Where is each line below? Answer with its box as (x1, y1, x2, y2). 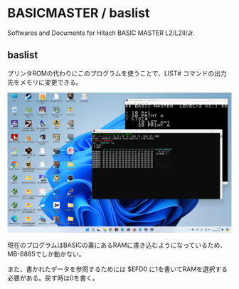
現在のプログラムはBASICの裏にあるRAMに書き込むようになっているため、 (7, 241, 226, 249)
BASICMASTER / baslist (7, 5, 150, 21)
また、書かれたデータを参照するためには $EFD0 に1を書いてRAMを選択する (7, 265, 228, 273)
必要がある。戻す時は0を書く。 (7, 273, 99, 282)
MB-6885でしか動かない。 (7, 249, 85, 258)
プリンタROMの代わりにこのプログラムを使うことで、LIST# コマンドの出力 (7, 69, 228, 78)
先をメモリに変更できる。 (7, 78, 83, 86)
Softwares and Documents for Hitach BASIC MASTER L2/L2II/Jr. (7, 28, 195, 37)
